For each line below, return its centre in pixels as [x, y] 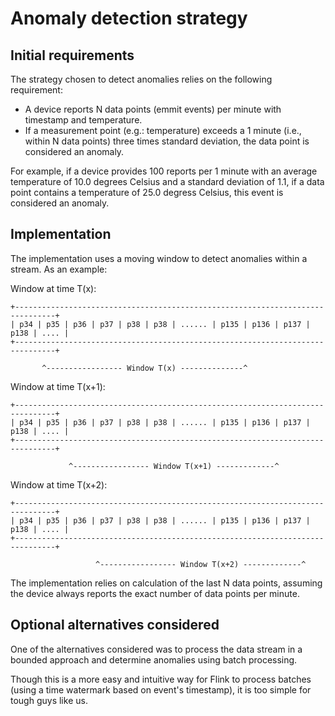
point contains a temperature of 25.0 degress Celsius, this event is [147, 192]
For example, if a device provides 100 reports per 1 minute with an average [164, 171]
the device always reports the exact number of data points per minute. [155, 593]
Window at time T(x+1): [58, 386]
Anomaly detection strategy [129, 18]
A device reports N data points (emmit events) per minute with [153, 109]
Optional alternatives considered [115, 625]
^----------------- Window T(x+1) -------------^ [174, 466]
